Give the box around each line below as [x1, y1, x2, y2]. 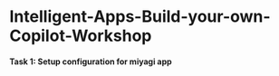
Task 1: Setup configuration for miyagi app [9, 56, 172, 67]
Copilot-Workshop [9, 25, 152, 46]
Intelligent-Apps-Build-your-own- [9, 6, 271, 27]
